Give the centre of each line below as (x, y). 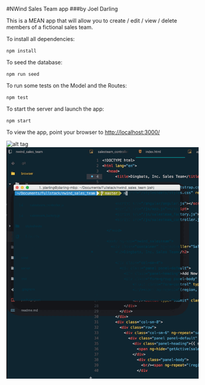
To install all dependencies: (41, 39)
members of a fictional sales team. (50, 27)
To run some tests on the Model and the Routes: (67, 86)
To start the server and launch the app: (55, 109)
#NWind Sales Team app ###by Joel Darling (62, 9)
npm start (19, 121)
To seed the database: (34, 62)
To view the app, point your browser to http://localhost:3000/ (83, 132)
